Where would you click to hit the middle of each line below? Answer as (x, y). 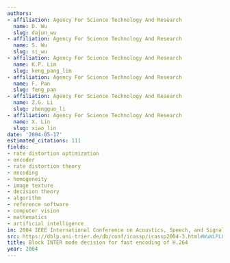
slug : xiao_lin (35, 128)
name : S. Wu (30, 45)
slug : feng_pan (35, 90)
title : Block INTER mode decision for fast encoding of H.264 (98, 243)
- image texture (30, 186)
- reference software (38, 205)
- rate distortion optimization (53, 154)
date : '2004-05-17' (35, 134)
